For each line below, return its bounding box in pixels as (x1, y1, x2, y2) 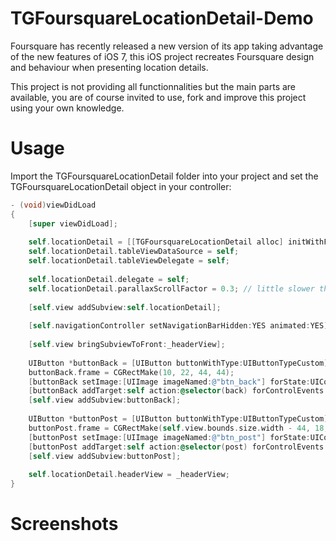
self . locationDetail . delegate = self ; (28, 274, 190, 284)
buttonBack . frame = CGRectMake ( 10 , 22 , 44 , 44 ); (28, 367, 235, 377)
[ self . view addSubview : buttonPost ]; (28, 451, 182, 461)
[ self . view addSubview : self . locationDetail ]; (28, 302, 222, 312)
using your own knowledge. (10, 102, 125, 114)
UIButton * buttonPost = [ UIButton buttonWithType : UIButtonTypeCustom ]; (28, 414, 333, 424)
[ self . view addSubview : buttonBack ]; (28, 395, 182, 406)
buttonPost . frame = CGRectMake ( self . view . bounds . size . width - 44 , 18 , (28, 423, 329, 433)
